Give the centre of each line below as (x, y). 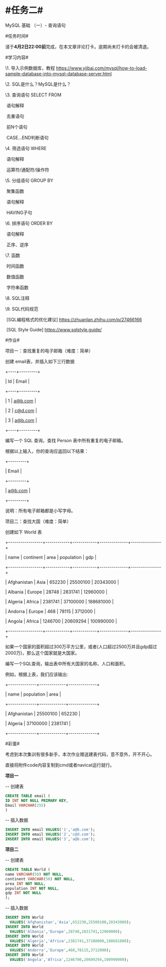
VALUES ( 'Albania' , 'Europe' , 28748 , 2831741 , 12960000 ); (66, 931)
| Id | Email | (18, 381)
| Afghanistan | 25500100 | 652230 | (43, 714)
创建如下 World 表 (24, 532)
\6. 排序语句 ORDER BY (29, 223)
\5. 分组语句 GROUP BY (29, 180)
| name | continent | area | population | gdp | (51, 557)
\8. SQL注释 (17, 298)
